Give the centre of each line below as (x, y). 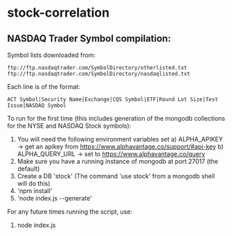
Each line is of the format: (44, 87)
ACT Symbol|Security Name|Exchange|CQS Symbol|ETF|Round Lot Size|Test (113, 99)
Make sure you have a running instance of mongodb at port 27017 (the (118, 161)
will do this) (34, 183)
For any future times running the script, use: (70, 212)
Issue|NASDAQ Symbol (37, 106)
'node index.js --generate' (54, 198)
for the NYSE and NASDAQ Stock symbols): (69, 126)
